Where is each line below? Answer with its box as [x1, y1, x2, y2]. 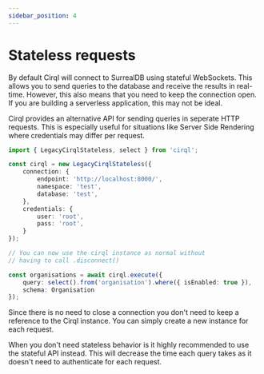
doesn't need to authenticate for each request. [8, 357, 162, 367]
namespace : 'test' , [37, 183, 102, 191]
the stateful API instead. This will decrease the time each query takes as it [8, 348, 252, 358]
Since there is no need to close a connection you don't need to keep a [8, 308, 239, 317]
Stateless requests [8, 46, 136, 64]
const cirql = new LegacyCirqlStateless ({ [8, 161, 152, 169]
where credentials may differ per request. [8, 130, 146, 140]
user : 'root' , [37, 213, 84, 221]
